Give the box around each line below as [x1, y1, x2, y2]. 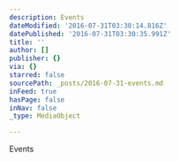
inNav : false [9, 103, 57, 112]
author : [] [9, 46, 49, 55]
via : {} [9, 63, 38, 72]
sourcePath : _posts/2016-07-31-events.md [9, 79, 164, 88]
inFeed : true [9, 87, 57, 96]
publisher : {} [9, 54, 62, 63]
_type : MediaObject [9, 111, 81, 120]
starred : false [9, 71, 65, 80]
